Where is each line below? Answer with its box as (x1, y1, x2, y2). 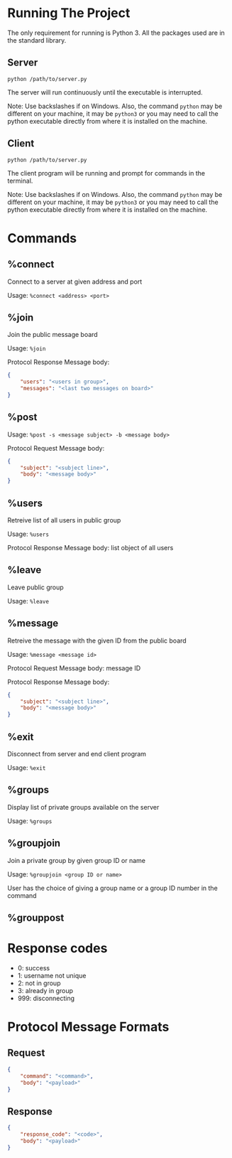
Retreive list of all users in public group (7, 516, 121, 524)
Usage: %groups (7, 816, 53, 825)
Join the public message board (7, 331, 98, 339)
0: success (17, 963, 50, 972)
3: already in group (17, 986, 73, 995)
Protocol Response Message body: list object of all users (7, 544, 174, 552)
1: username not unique (17, 971, 87, 980)
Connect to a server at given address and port (7, 277, 143, 286)
